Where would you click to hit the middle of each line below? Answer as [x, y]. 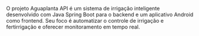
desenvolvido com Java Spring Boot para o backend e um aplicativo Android [100, 15]
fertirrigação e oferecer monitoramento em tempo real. [73, 27]
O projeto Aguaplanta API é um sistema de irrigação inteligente [83, 8]
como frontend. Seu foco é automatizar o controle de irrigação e [85, 21]
